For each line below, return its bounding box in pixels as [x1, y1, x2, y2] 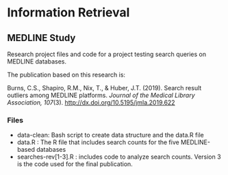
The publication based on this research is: [7, 70, 125, 79]
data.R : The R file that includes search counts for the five [16, 138, 179, 146]
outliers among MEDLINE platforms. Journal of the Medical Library [7, 91, 195, 99]
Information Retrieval [7, 5, 130, 21]
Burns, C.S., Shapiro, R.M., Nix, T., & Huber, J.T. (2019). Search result [7, 84, 202, 92]
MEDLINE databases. [7, 57, 67, 66]
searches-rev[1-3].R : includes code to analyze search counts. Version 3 [16, 152, 221, 161]
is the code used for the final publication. [16, 160, 134, 168]
